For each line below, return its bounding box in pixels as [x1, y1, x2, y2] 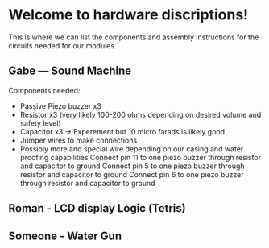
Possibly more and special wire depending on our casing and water [19, 143, 244, 154]
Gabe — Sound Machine [8, 64, 132, 78]
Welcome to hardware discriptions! [8, 6, 249, 24]
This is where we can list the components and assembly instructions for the [8, 32, 259, 42]
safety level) [19, 118, 62, 128]
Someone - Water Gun [8, 229, 122, 242]
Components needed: [8, 85, 81, 95]
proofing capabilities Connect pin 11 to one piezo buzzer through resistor [19, 152, 262, 162]
